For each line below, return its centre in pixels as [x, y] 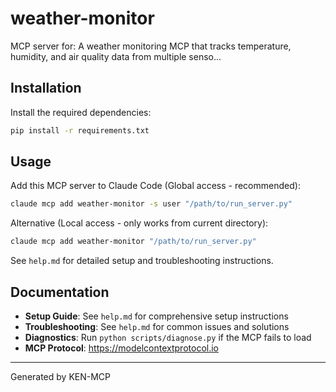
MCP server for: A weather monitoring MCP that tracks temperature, [151, 46]
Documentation [60, 292]
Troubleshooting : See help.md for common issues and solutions [157, 326]
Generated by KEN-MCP [61, 376]
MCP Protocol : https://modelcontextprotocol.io [121, 348]
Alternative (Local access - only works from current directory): [139, 223]
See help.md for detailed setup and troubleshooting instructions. [142, 261]
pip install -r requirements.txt [80, 130]
